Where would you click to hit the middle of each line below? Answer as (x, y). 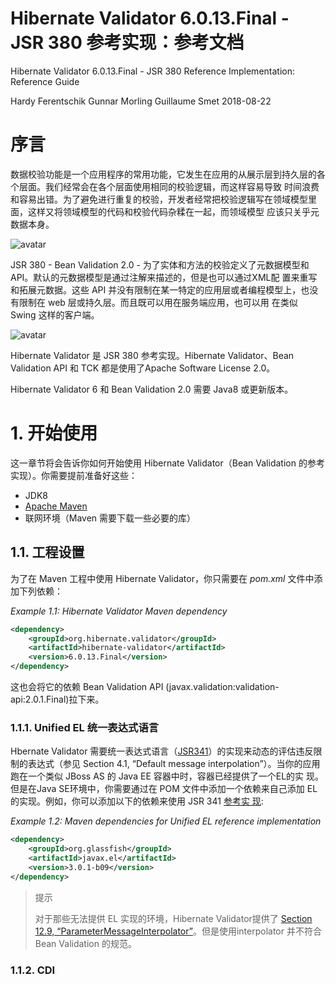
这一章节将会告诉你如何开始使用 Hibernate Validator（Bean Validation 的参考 (167, 463)
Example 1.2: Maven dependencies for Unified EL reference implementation (166, 821)
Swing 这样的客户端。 (55, 314)
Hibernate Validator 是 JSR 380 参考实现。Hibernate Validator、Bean (152, 355)
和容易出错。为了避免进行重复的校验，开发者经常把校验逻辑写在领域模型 (159, 199)
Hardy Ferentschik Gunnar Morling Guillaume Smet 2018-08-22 (141, 101)
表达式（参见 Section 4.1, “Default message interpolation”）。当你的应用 (174, 764)
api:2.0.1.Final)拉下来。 (57, 699)
